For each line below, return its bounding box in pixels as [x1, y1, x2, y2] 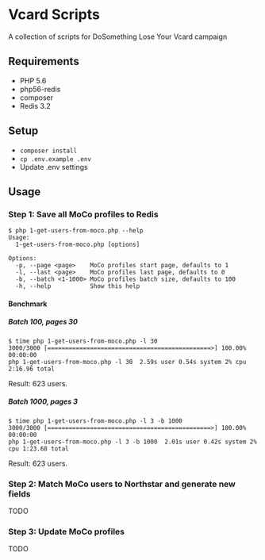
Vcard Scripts [8, 6, 101, 24]
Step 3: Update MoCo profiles [8, 526, 125, 537]
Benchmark [8, 299, 48, 309]
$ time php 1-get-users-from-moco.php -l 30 [8, 337, 158, 345]
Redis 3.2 [19, 101, 51, 110]
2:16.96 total [8, 365, 56, 373]
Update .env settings [19, 162, 89, 171]
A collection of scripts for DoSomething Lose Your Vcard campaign [8, 32, 228, 41]
